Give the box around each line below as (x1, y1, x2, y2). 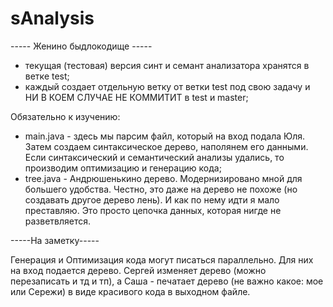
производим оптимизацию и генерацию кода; (24, 162, 222, 174)
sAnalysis (10, 7, 95, 30)
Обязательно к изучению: (10, 110, 121, 122)
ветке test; (24, 70, 70, 82)
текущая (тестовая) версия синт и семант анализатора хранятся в (24, 59, 310, 71)
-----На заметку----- (10, 234, 100, 246)
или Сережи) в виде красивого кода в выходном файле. (10, 285, 251, 297)
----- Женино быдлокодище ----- (10, 40, 153, 52)
